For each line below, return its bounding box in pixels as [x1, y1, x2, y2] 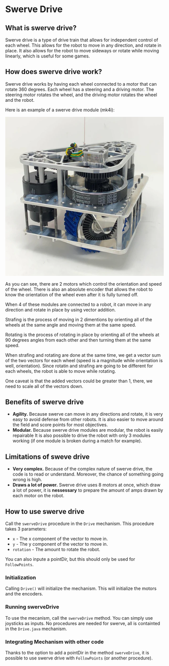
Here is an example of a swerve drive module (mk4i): [5, 107, 115, 113]
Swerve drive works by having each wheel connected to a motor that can [5, 81, 157, 87]
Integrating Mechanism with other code [5, 638, 104, 645]
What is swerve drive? [5, 24, 77, 32]
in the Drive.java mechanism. [5, 626, 67, 632]
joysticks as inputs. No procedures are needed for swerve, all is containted [5, 620, 160, 626]
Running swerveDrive [5, 604, 59, 611]
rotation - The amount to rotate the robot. [12, 547, 101, 553]
